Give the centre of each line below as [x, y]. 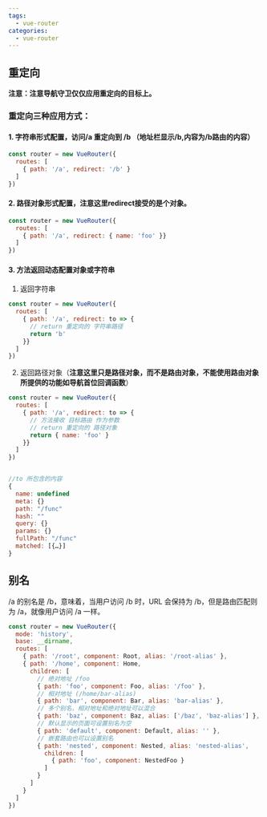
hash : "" [30, 516]
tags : [17, 16]
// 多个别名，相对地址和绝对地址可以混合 [96, 709]
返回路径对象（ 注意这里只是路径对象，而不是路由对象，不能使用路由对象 [139, 373]
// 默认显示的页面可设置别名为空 [85, 724]
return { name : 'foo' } [69, 435]
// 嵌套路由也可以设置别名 [75, 738]
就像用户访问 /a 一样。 [68, 611]
